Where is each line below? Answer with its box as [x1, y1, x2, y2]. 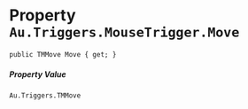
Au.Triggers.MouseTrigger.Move [9, 24, 240, 41]
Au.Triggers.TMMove [9, 90, 81, 100]
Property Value [9, 68, 66, 80]
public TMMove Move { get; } [9, 50, 117, 58]
